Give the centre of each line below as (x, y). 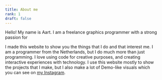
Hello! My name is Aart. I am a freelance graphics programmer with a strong (81, 32)
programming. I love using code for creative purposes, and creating (73, 57)
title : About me (21, 9)
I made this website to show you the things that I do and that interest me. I (79, 47)
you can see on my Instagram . (35, 73)
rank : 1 (13, 14)
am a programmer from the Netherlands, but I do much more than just (75, 52)
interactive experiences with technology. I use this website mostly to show (80, 62)
